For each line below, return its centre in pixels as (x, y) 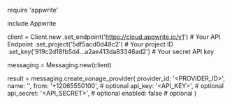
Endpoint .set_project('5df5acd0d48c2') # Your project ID (90, 44)
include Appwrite (32, 23)
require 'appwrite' (33, 10)
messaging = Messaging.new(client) (59, 65)
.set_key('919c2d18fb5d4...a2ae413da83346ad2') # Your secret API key (111, 52)
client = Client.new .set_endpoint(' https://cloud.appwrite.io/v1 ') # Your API (114, 37)
